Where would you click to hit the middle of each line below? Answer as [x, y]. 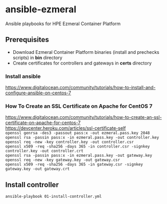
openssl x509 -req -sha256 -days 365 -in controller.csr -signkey [78, 147]
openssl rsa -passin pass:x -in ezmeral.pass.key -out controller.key [82, 138]
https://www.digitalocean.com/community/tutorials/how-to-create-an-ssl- [84, 117]
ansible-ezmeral [41, 9]
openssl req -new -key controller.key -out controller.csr [70, 142]
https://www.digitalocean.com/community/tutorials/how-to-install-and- [80, 88]
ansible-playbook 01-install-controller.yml [54, 197]
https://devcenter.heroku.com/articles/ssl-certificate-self [66, 128]
